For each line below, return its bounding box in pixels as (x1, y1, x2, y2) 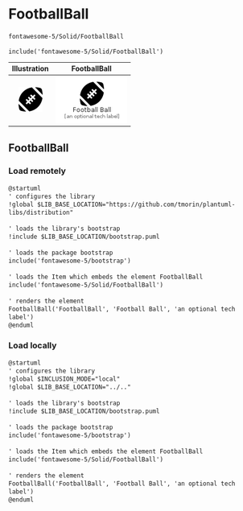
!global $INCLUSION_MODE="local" (8, 375, 121, 383)
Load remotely (8, 165, 67, 176)
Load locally (8, 340, 57, 351)
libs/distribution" (8, 208, 74, 216)
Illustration (11, 64, 50, 73)
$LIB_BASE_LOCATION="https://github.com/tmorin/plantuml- (37, 200, 236, 208)
